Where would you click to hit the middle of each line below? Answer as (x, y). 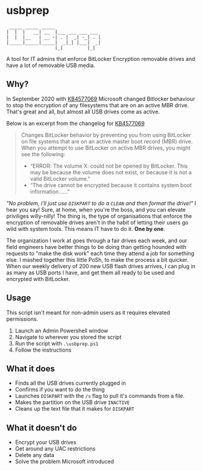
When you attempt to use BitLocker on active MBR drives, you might (106, 148)
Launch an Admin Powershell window (62, 330)
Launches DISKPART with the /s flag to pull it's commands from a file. (100, 396)
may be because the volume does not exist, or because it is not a (111, 172)
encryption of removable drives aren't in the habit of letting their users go (97, 222)
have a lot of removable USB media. (51, 65)
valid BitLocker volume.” (60, 179)
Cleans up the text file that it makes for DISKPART (74, 409)
